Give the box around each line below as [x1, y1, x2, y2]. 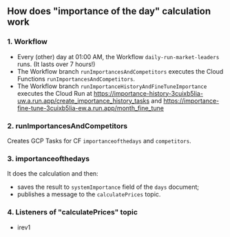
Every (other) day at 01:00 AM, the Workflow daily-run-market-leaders [17, 52, 220, 61]
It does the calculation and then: [7, 169, 98, 178]
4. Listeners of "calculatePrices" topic [7, 207, 138, 217]
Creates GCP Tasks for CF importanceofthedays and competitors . [7, 136, 191, 145]
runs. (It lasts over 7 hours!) [17, 60, 96, 68]
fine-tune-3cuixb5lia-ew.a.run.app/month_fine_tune [17, 103, 164, 112]
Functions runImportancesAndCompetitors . [17, 74, 136, 83]
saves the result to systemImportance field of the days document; [17, 183, 200, 192]
